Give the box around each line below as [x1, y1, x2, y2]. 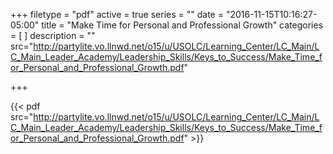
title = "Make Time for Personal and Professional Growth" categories [41, 19, 324, 31]
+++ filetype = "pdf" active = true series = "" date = [10, 9, 224, 20]
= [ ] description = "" [10, 30, 96, 41]
